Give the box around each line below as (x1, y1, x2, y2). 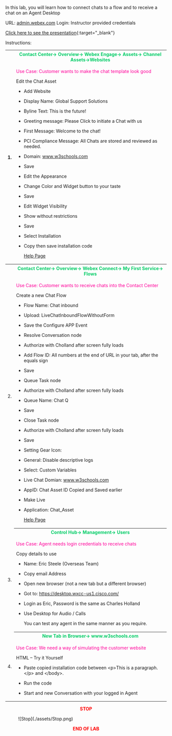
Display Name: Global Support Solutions (24, 98, 108, 104)
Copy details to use (16, 551, 57, 557)
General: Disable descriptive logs (24, 457, 94, 463)
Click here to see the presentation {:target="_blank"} (5, 30, 115, 35)
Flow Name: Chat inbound (24, 303, 78, 308)
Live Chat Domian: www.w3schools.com (24, 477, 109, 483)
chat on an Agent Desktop (5, 10, 60, 16)
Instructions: (5, 40, 32, 46)
